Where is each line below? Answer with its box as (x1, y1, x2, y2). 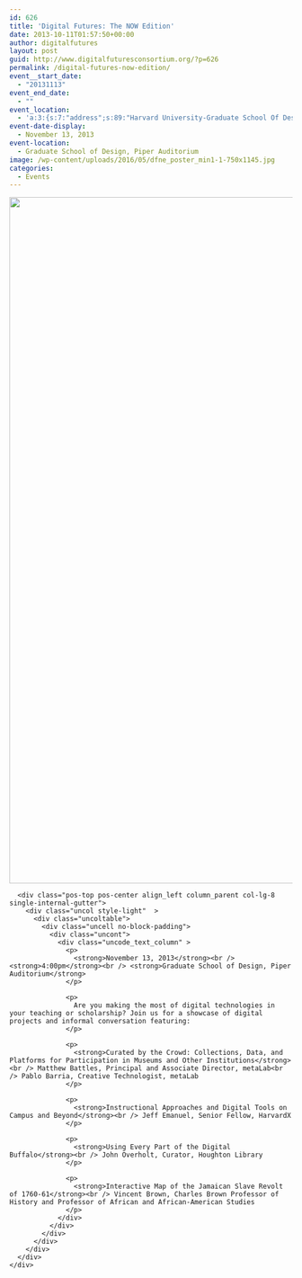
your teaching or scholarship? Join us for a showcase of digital (9, 1009, 263, 1018)
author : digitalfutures (9, 38, 99, 48)
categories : (9, 164, 54, 173)
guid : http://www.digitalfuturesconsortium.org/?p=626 (9, 55, 219, 64)
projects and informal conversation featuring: (9, 1017, 191, 1026)
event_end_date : (9, 88, 70, 97)
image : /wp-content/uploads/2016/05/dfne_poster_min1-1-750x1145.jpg (9, 155, 276, 165)
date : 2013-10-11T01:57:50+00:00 (9, 30, 135, 39)
